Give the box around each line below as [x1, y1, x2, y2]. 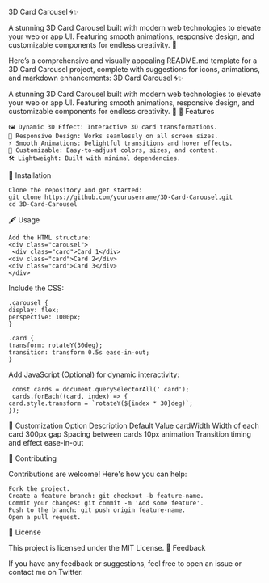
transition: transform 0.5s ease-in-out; [8, 349, 150, 357]
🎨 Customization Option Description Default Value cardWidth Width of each [8, 420, 260, 430]
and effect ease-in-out [8, 438, 84, 447]
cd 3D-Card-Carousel [8, 201, 78, 209]
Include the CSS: [8, 283, 65, 293]
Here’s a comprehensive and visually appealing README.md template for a [8, 56, 258, 65]
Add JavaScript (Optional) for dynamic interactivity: [8, 370, 180, 379]
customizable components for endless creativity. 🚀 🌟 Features [8, 107, 215, 116]
